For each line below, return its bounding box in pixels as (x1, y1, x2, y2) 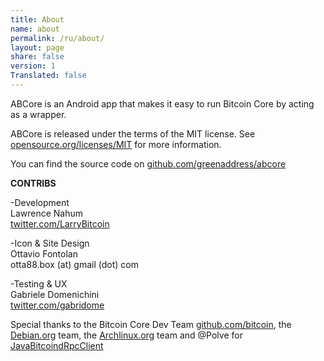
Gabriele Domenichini (10, 288, 100, 300)
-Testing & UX (10, 277, 68, 290)
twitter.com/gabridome (10, 299, 105, 311)
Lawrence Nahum (10, 207, 84, 219)
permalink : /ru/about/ (10, 33, 105, 43)
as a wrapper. (10, 108, 67, 120)
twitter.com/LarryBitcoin (10, 217, 110, 230)
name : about (10, 24, 60, 34)
